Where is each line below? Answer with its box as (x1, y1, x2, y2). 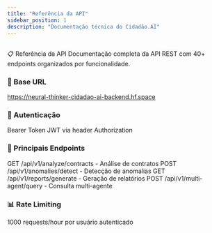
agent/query (7, 181, 43, 190)
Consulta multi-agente (48, 181, 113, 190)
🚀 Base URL (7, 77, 47, 87)
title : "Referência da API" (7, 10, 89, 17)
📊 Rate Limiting (7, 200, 61, 209)
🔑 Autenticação (7, 110, 60, 119)
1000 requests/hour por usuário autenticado (7, 218, 133, 226)
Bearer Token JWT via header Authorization (7, 126, 133, 135)
